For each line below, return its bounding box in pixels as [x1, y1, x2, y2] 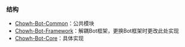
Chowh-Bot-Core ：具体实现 [14, 35, 84, 42]
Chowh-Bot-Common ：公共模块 [14, 20, 95, 27]
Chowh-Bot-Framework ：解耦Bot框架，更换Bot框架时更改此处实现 [14, 27, 180, 35]
